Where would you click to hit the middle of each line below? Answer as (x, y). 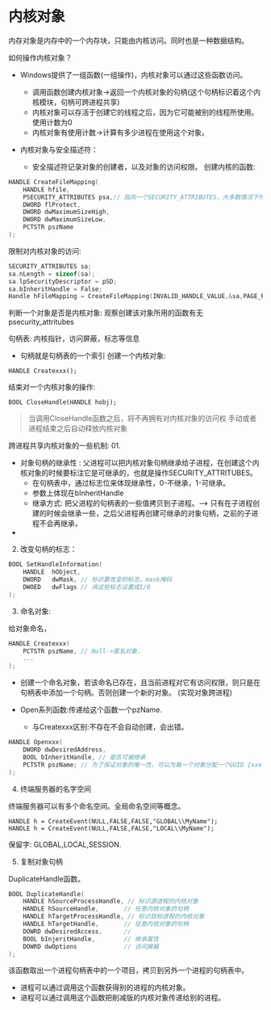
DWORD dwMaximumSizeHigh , (67, 212)
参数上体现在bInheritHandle (78, 493)
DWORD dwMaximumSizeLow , (65, 220)
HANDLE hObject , (52, 572)
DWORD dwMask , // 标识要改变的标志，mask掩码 (98, 580)
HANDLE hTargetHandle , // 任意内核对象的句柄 (106, 924)
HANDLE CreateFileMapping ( (54, 182)
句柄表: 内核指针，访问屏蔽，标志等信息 (74, 339)
